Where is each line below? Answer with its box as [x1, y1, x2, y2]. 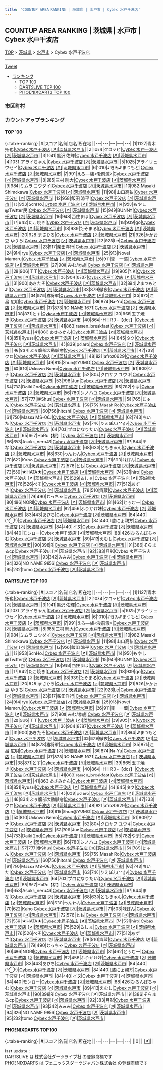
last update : [5, 1048, 30, 1054]
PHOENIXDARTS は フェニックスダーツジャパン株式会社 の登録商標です [5, 1060, 148, 1066]
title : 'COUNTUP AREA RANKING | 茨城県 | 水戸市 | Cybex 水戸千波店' [5, 7, 141, 12]
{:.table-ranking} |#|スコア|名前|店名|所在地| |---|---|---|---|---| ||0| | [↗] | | [5, 1038, 153, 1044]
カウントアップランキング [5, 117, 65, 124]
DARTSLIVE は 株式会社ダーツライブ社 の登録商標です [5, 1053, 113, 1059]
